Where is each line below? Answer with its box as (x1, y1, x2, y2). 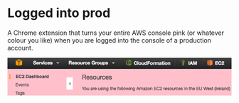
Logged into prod (7, 5, 111, 21)
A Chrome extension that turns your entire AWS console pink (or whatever (7, 28, 225, 37)
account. (7, 43, 33, 52)
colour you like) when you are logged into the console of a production (7, 36, 212, 44)
